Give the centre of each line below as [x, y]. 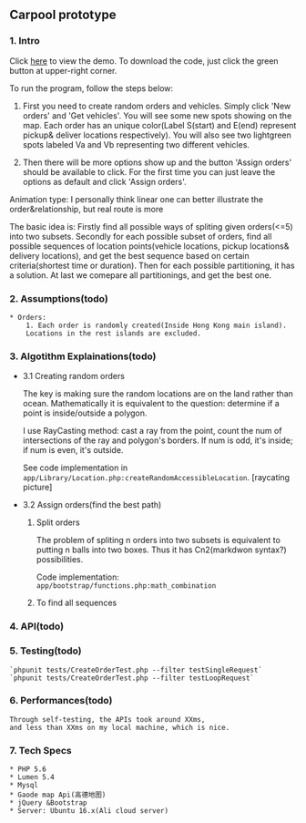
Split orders [58, 522]
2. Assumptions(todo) [59, 298]
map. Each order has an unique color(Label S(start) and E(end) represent [159, 125]
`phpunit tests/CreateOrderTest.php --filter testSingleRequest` [136, 670]
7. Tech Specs [41, 750]
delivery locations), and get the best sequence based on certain [129, 255]
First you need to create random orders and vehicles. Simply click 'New [157, 106]
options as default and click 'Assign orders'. [104, 181]
